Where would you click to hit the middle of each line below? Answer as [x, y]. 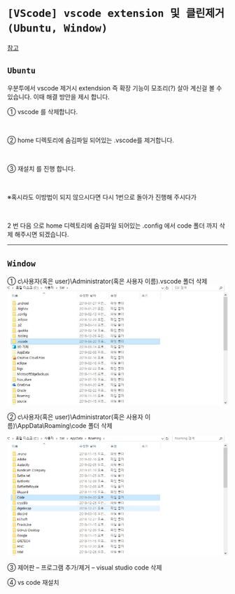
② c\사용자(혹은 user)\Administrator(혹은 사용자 [75, 417]
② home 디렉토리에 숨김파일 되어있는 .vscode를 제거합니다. [91, 140]
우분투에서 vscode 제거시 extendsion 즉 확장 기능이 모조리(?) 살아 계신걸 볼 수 [115, 88]
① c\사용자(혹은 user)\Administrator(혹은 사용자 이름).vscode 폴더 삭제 [107, 281]
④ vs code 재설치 [33, 583]
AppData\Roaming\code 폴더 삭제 [65, 425]
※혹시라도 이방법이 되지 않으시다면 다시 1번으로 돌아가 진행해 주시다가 [102, 197]
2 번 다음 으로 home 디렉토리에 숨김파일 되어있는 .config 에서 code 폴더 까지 [113, 226]
